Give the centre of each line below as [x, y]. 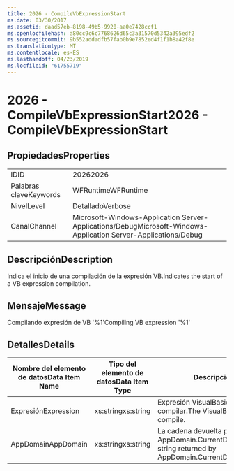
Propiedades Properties [58, 155]
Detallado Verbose [101, 205]
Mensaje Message [47, 306]
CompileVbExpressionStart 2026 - [108, 115]
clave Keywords [36, 194]
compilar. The [179, 411]
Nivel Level [28, 205]
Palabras [25, 186]
